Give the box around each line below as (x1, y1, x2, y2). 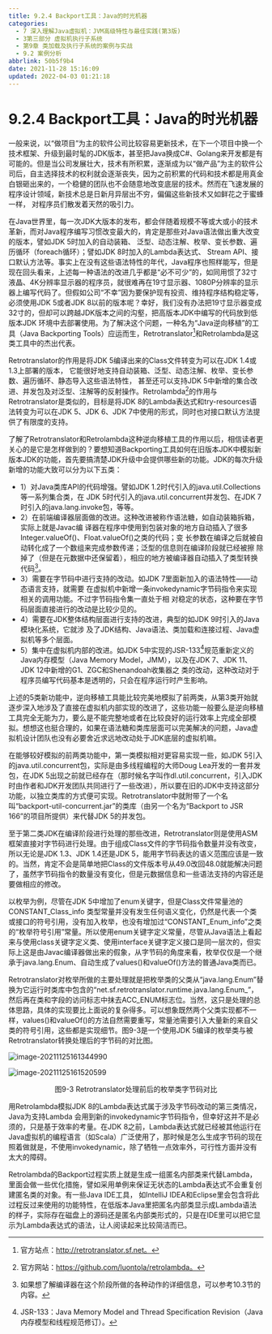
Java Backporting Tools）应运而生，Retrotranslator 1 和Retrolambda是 (22, 326, 253, 338)
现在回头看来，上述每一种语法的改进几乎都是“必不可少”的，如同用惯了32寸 (8, 267, 257, 277)
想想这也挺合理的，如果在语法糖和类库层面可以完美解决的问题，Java (22, 723, 252, 733)
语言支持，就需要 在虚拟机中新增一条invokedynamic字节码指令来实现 (27, 584, 257, 594)
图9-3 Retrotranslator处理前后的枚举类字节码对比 (54, 1085, 218, 1094)
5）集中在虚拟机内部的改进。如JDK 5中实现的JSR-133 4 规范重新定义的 (19, 643, 254, 654)
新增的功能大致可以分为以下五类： (8, 464, 122, 474)
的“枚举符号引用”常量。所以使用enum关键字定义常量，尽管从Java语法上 (8, 927, 249, 937)
